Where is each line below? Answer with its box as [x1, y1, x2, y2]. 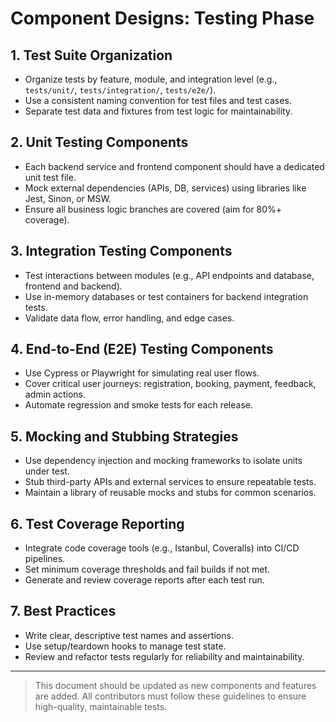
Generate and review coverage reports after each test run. [24, 574, 265, 586]
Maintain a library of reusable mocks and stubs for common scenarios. [24, 487, 317, 499]
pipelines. [24, 553, 66, 565]
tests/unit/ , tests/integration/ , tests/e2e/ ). [24, 84, 217, 96]
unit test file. [24, 171, 77, 183]
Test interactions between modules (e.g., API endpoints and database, [24, 269, 315, 281]
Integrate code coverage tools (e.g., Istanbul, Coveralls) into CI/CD [24, 542, 300, 554]
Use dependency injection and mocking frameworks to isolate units [24, 455, 303, 467]
